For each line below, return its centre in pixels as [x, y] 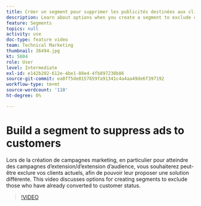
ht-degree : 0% [24, 95]
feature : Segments [29, 23]
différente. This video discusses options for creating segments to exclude [97, 179]
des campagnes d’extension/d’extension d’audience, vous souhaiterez [93, 166]
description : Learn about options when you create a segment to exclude [99, 17]
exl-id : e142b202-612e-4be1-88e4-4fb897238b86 [65, 73]
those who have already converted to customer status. [74, 185]
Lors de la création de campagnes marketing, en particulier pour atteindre [97, 160]
